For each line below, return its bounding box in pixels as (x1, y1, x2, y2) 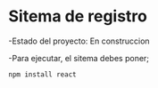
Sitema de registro (8, 6, 148, 27)
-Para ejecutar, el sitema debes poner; (8, 52, 149, 63)
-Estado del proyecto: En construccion (8, 36, 150, 46)
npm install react (8, 69, 77, 79)
